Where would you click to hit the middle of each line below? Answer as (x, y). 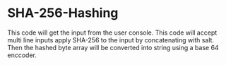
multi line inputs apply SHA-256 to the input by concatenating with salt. (111, 40)
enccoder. (22, 55)
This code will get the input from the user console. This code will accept (112, 32)
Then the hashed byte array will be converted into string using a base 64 (113, 47)
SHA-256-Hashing (63, 13)
